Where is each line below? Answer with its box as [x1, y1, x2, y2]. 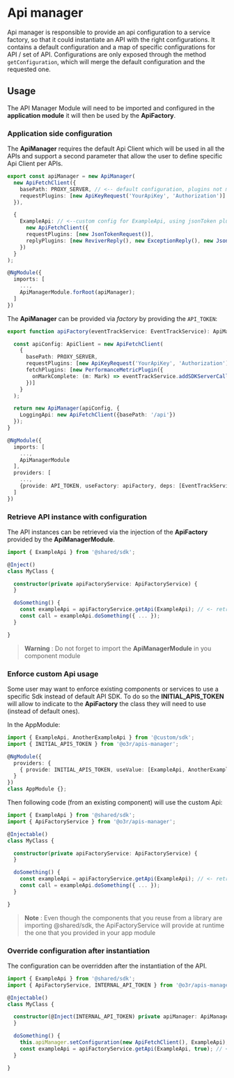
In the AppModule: [7, 721, 61, 729]
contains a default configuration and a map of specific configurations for [7, 43, 216, 51]
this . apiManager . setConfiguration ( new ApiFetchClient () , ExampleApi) [19, 1039, 226, 1046]
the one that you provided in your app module [24, 928, 156, 936]
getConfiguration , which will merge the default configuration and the [7, 57, 205, 66]
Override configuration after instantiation [7, 945, 150, 955]
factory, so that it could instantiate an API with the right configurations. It [7, 35, 215, 43]
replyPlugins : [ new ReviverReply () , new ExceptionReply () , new [25, 237, 214, 244]
